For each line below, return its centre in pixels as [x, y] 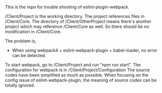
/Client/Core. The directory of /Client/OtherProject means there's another [78, 21]
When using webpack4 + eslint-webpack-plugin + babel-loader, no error [85, 50]
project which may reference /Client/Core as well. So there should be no [77, 27]
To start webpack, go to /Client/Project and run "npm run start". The [73, 65]
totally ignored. [20, 85]
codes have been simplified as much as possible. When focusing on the [77, 75]
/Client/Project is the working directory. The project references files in [75, 16]
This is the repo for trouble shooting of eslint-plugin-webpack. [67, 7]
